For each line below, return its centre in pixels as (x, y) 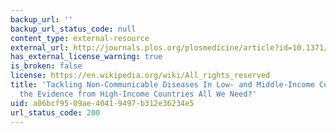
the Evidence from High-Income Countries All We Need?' (138, 94)
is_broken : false (46, 66)
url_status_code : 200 (55, 112)
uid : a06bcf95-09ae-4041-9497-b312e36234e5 (102, 103)
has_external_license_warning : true (86, 57)
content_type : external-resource (80, 38)
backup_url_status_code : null (73, 29)
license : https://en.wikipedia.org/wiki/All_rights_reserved (140, 76)
